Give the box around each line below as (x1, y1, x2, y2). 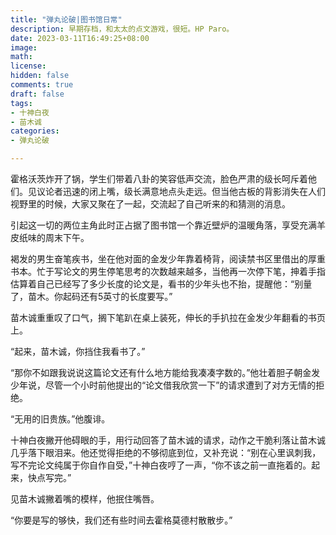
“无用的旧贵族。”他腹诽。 (10, 413, 111, 425)
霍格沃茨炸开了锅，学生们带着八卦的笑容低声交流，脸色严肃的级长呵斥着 (10, 173, 308, 185)
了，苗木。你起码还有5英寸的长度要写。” (10, 291, 173, 302)
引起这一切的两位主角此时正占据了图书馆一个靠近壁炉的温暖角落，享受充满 (10, 219, 317, 231)
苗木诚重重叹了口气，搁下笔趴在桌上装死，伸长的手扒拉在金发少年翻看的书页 (10, 312, 326, 323)
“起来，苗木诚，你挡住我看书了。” (10, 346, 146, 357)
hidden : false (10, 71, 70, 81)
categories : (10, 126, 60, 136)
